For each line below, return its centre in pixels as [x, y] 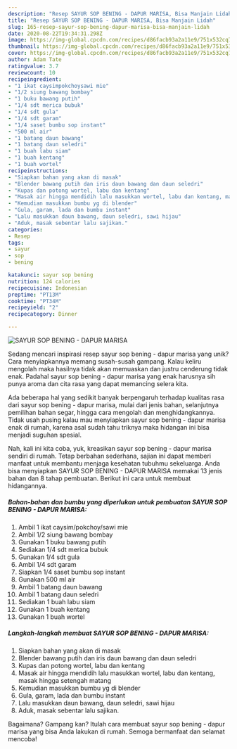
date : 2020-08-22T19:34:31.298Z [55, 33]
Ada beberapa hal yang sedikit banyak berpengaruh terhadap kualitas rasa [116, 397]
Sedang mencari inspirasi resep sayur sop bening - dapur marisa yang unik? [118, 354]
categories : [25, 229]
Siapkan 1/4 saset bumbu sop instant [72, 572]
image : [18, 40]
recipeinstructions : [38, 171]
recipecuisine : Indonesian [47, 288]
